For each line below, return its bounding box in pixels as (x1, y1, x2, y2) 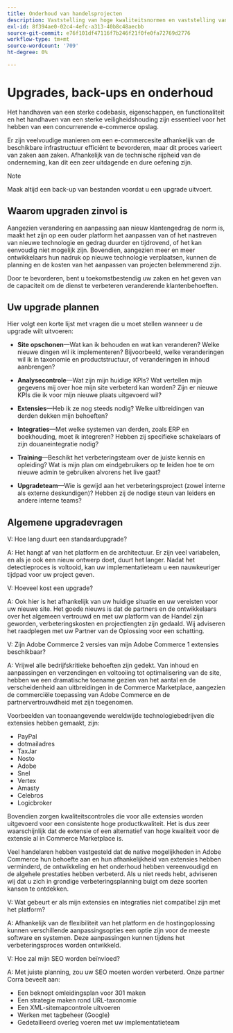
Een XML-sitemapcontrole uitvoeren (17, 1004, 121, 1012)
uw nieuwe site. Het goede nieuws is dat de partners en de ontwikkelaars (7, 605, 217, 613)
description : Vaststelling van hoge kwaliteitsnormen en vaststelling (7, 17, 216, 24)
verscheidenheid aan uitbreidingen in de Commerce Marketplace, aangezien (7, 683, 226, 691)
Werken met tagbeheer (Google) (17, 1011, 110, 1019)
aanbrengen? (17, 362, 55, 371)
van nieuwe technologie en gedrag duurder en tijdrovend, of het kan (7, 238, 202, 246)
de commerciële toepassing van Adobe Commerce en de (7, 691, 171, 699)
